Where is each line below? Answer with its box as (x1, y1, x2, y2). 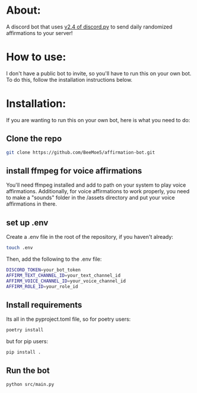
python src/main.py (6, 381, 55, 387)
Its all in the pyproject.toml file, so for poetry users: (6, 315, 131, 323)
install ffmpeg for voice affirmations (6, 165, 142, 175)
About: (6, 4, 41, 17)
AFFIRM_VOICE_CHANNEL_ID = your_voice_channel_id (6, 278, 126, 284)
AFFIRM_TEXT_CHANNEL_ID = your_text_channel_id (6, 272, 120, 279)
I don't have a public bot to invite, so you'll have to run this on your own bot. (6, 69, 192, 77)
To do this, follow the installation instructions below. (6, 76, 132, 83)
